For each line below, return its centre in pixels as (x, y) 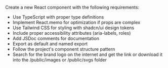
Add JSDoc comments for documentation (56, 38)
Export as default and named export (50, 44)
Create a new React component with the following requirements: (72, 7)
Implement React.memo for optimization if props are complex (76, 22)
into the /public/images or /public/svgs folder (60, 60)
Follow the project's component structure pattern (64, 49)
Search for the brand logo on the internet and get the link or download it (88, 54)
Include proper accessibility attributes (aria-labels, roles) (72, 33)
